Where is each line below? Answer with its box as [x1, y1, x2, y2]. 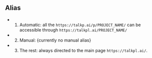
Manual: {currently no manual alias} [19, 37, 91, 43]
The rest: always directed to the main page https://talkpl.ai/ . [19, 47, 148, 53]
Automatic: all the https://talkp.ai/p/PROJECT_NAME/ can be [19, 22, 141, 28]
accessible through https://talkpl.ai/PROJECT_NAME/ [19, 27, 128, 33]
